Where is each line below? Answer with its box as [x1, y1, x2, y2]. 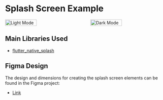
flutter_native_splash [12, 48, 55, 53]
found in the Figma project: [5, 80, 60, 86]
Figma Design [5, 62, 48, 70]
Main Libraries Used [5, 35, 68, 43]
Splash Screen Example [5, 3, 104, 14]
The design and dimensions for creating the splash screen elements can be [5, 75, 158, 81]
